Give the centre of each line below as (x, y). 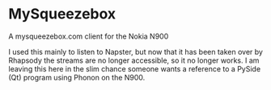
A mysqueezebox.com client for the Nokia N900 (89, 36)
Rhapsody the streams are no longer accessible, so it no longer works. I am (134, 60)
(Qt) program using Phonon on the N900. (77, 77)
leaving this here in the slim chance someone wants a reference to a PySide (135, 68)
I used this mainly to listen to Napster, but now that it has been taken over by (135, 51)
